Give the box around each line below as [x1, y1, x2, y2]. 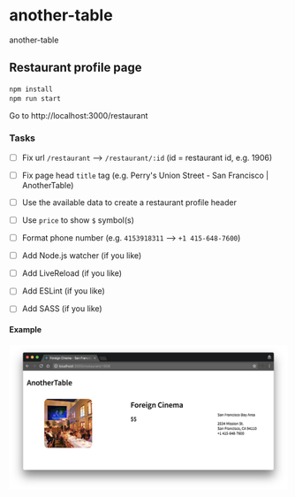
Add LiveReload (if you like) [21, 268, 122, 279]
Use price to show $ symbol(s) [21, 214, 135, 226]
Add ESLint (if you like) [21, 286, 106, 296]
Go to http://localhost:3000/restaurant [9, 110, 148, 120]
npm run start [9, 94, 62, 103]
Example [9, 324, 42, 334]
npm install [9, 85, 53, 94]
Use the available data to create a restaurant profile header [21, 196, 237, 208]
